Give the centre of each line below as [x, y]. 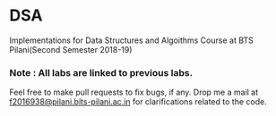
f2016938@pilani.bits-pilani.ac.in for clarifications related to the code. [138, 102]
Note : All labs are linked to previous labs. [101, 72]
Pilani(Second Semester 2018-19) [71, 49]
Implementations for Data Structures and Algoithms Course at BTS [131, 40]
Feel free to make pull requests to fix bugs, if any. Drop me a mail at [134, 92]
